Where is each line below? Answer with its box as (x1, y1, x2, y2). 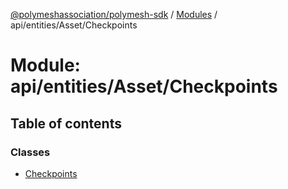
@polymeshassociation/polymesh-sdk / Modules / (10, 9, 218, 20)
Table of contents (10, 115, 122, 132)
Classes (10, 145, 51, 159)
